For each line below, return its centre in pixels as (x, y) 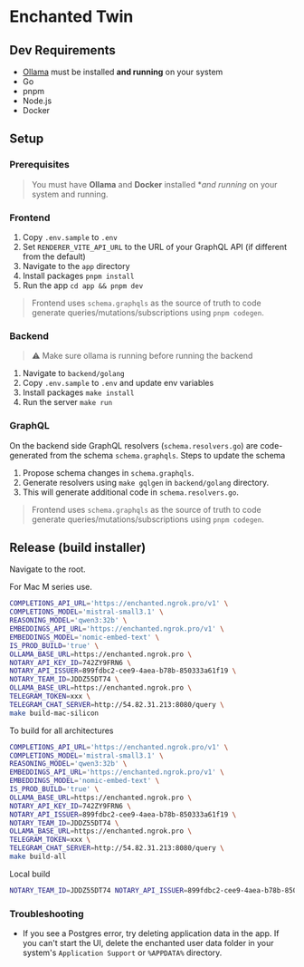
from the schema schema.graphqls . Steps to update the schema (167, 455)
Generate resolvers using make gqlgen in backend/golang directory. (146, 482)
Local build (30, 874)
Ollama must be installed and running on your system (123, 72)
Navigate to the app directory (76, 266)
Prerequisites (39, 165)
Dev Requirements (62, 50)
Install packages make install (78, 392)
